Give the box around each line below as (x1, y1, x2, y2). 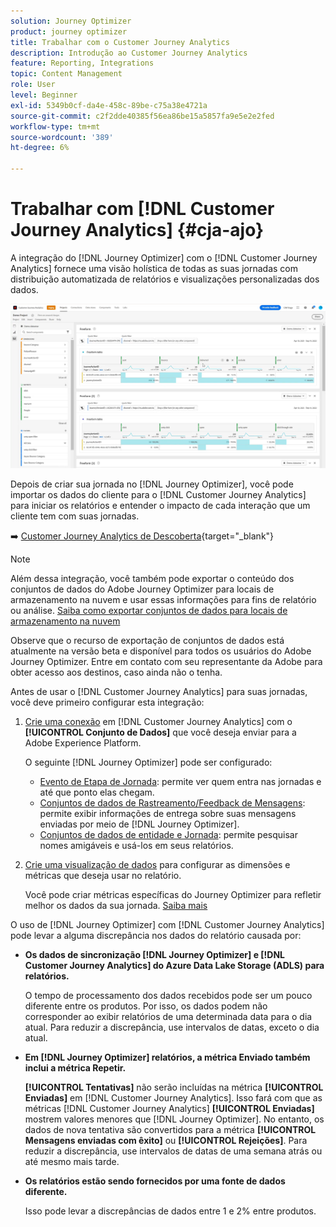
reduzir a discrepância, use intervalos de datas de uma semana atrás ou (24, 1145, 323, 1157)
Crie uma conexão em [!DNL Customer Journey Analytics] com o (24, 716, 293, 728)
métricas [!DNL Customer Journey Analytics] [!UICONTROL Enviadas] (24, 1103, 315, 1115)
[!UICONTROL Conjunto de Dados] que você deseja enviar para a (24, 726, 297, 739)
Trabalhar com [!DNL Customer (10, 198, 275, 220)
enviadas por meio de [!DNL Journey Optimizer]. (39, 818, 240, 830)
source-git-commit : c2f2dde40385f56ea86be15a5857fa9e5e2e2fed (10, 111, 275, 121)
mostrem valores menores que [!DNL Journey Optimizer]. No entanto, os (24, 1113, 325, 1125)
